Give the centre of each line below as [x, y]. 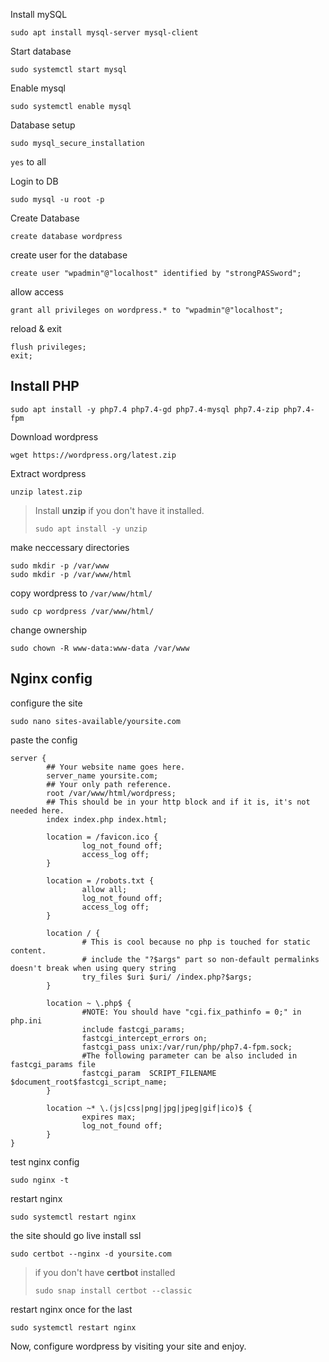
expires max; [109, 1117]
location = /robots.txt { [100, 880]
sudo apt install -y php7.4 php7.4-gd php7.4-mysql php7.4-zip [145, 409]
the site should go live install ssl [76, 1235]
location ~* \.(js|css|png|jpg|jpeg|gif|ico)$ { [149, 1108]
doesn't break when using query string [93, 968]
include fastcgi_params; [133, 1029]
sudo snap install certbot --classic [113, 1290]
